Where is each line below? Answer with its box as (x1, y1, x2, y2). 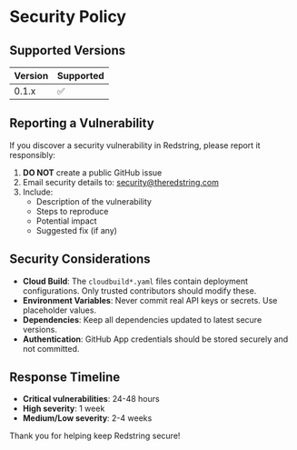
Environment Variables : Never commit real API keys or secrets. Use (22, 295, 278, 305)
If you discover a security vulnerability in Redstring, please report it (9, 139, 261, 151)
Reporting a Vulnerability (9, 115, 154, 131)
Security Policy (9, 6, 127, 27)
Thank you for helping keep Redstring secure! (9, 430, 181, 442)
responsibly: (9, 149, 56, 160)
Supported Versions (9, 43, 125, 58)
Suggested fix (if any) (35, 225, 118, 235)
